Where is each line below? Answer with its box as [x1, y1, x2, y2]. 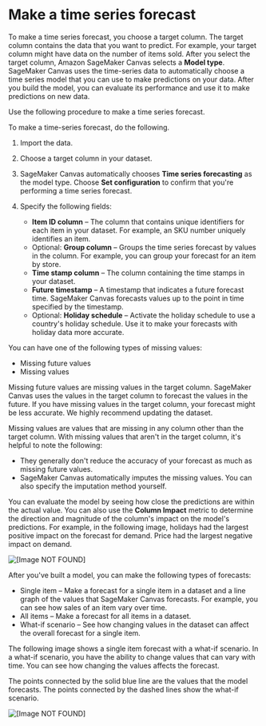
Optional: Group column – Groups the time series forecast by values [31, 242, 257, 252]
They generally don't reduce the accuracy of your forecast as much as [19, 456, 253, 465]
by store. [31, 259, 62, 269]
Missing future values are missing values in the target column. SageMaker [8, 382, 252, 392]
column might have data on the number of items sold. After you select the [8, 49, 251, 58]
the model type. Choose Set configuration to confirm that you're [19, 178, 234, 187]
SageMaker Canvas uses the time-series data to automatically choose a [8, 66, 245, 75]
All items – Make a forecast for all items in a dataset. [19, 611, 192, 620]
